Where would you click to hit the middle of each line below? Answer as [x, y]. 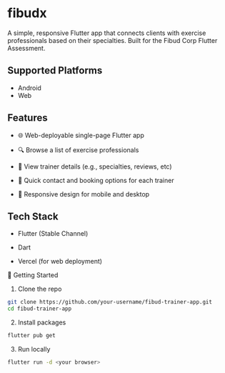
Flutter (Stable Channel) [53, 234]
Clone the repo [40, 289]
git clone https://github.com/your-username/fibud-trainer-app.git [110, 302]
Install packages [42, 322]
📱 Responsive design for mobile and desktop [84, 194]
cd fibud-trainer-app [40, 309]
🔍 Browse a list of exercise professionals [78, 150]
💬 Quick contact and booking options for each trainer [96, 180]
